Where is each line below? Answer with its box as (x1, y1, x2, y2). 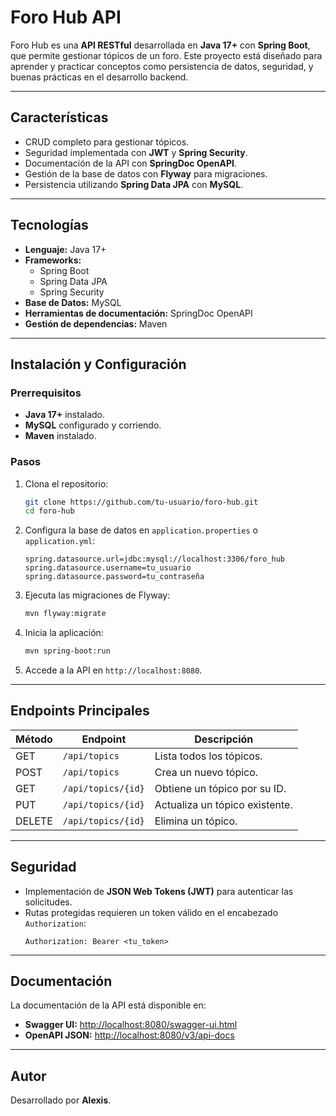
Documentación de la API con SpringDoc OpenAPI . (24, 157, 238, 169)
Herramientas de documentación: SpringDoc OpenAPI (24, 307, 253, 319)
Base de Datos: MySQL (24, 296, 122, 308)
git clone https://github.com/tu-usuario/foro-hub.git (24, 497, 259, 507)
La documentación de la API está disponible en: (10, 999, 207, 1011)
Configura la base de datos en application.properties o (24, 524, 258, 536)
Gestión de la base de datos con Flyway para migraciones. (24, 167, 268, 180)
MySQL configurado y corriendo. (24, 419, 162, 431)
